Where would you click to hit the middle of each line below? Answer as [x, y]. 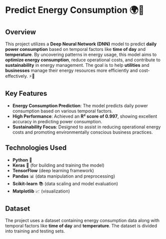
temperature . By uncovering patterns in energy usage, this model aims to [81, 54]
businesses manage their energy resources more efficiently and [71, 70]
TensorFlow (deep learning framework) [53, 170]
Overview [21, 32]
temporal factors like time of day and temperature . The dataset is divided [81, 226]
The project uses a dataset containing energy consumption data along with [82, 221]
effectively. [17, 76]
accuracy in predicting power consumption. [57, 121]
